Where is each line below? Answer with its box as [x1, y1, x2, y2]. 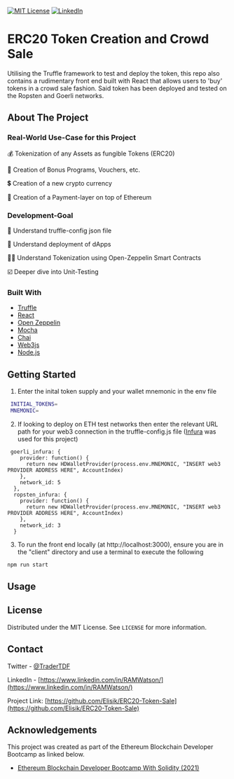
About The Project [7, 112, 89, 124]
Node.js [17, 348, 41, 357]
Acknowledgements [7, 724, 97, 736]
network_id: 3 [20, 522, 61, 529]
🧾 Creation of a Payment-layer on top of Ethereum [7, 193, 152, 201]
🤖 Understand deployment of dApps [7, 240, 111, 248]
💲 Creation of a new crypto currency [7, 179, 112, 187]
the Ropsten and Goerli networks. [7, 91, 104, 99]
